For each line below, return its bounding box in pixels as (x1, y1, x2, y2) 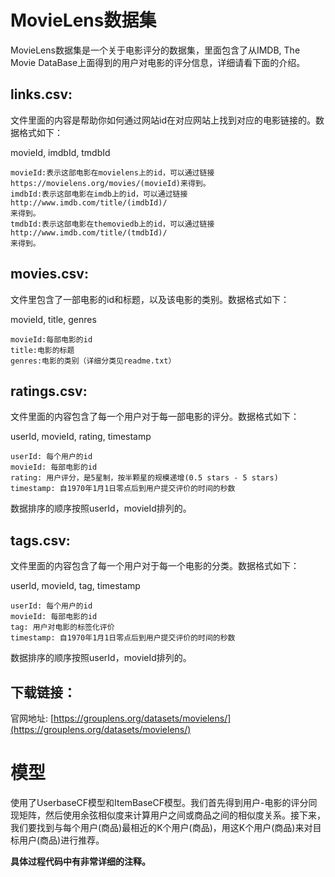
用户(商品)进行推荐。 (18, 834, 105, 846)
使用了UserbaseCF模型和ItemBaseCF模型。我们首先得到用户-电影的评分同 (10, 796, 318, 808)
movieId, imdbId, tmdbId (10, 146, 111, 158)
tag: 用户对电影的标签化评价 (10, 622, 115, 633)
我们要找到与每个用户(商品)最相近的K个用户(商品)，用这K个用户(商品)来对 (10, 821, 313, 833)
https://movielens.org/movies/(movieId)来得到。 (10, 178, 211, 188)
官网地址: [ (10, 712, 55, 724)
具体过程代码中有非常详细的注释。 (10, 855, 151, 867)
